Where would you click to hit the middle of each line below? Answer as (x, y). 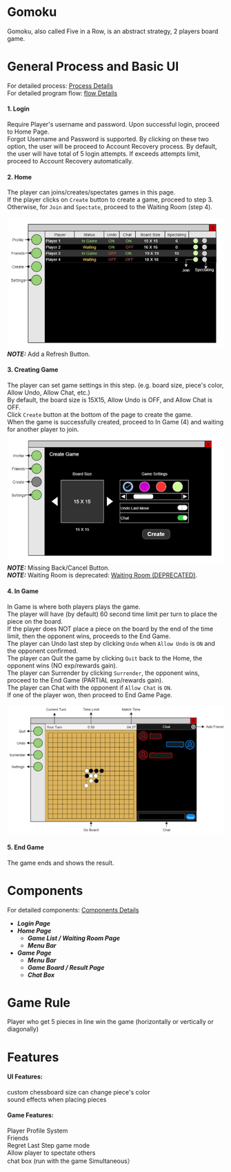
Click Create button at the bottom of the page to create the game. (100, 414)
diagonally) (23, 1029)
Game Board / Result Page (66, 967)
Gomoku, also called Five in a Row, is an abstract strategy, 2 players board (113, 31)
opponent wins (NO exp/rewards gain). (62, 665)
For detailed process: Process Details (60, 85)
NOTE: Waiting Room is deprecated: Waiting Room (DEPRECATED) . (102, 575)
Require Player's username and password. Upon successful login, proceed (113, 125)
